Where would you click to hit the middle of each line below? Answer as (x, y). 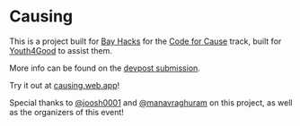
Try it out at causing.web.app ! (64, 85)
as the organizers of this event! (66, 112)
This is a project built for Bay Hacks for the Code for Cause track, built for (146, 41)
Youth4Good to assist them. (61, 50)
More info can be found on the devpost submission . (105, 68)
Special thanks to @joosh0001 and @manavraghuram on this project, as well (151, 102)
